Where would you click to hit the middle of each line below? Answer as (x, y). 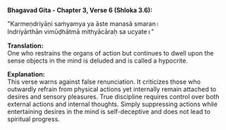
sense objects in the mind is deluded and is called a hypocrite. (98, 60)
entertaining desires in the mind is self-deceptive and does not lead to (109, 111)
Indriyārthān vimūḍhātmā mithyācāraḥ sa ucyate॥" (81, 32)
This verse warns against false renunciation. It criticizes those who (104, 82)
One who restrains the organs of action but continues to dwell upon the (111, 53)
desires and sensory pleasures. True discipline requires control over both (113, 97)
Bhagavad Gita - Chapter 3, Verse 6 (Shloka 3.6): (80, 10)
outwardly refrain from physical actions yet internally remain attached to (112, 89)
